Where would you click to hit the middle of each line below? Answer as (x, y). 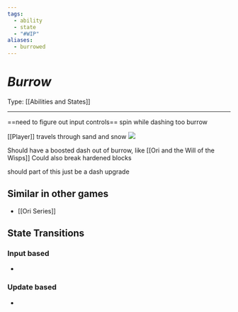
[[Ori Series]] (37, 211)
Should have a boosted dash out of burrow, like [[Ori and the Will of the (111, 150)
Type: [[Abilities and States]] (49, 101)
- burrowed (30, 47)
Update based (32, 287)
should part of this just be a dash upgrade (68, 172)
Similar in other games (58, 194)
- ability (28, 21)
